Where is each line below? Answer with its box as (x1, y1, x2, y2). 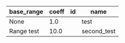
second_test (81, 27, 116, 35)
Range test (9, 27, 40, 35)
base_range (9, 8, 43, 15)
